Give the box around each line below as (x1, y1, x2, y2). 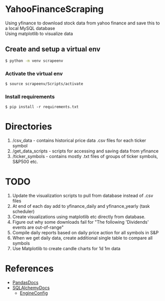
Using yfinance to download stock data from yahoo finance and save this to (5, 20, 160, 26)
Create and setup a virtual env (5, 45, 101, 53)
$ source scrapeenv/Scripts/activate (5, 81, 83, 86)
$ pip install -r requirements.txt (5, 105, 79, 110)
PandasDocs (12, 279, 39, 285)
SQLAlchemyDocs (12, 285, 50, 291)
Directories (5, 121, 52, 133)
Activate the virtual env (5, 70, 63, 77)
